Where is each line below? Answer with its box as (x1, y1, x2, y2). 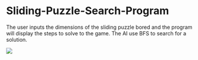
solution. (6, 36, 28, 43)
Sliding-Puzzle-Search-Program (6, 4, 169, 18)
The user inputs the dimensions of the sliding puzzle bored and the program (6, 24, 193, 31)
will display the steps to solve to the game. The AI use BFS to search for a (6, 29, 187, 36)
